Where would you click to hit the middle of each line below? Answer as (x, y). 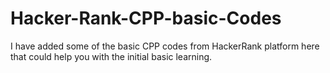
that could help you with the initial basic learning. (111, 56)
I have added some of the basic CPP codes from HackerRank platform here (165, 46)
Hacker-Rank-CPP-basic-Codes (146, 18)
